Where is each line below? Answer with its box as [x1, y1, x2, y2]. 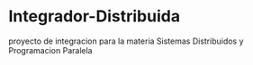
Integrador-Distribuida [8, 6, 181, 27]
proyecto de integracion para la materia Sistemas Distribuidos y [8, 36, 244, 46]
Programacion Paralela [8, 45, 93, 55]
